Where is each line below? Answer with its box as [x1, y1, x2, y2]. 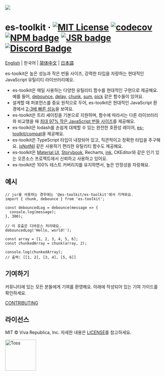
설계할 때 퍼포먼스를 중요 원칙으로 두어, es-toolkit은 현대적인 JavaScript [12, 99, 152, 105]
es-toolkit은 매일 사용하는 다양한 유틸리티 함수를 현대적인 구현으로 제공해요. [12, 87, 159, 93]
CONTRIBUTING [5, 300, 39, 305]
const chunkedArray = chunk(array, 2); [5, 241, 87, 246]
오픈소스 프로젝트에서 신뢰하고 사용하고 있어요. [17, 155, 108, 161]
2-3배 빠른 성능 [25, 106, 56, 112]
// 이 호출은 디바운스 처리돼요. [5, 224, 62, 228]
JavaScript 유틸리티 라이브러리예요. [5, 76, 75, 82]
